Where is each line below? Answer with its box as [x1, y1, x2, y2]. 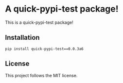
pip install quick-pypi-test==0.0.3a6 [5, 46, 84, 51]
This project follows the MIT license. [5, 72, 78, 78]
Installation [5, 33, 40, 42]
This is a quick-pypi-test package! [5, 19, 74, 25]
